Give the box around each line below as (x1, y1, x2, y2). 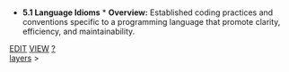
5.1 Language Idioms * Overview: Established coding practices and (22, 7, 274, 18)
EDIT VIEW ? (9, 44, 57, 53)
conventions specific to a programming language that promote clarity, (22, 17, 281, 27)
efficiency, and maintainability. (22, 26, 136, 36)
